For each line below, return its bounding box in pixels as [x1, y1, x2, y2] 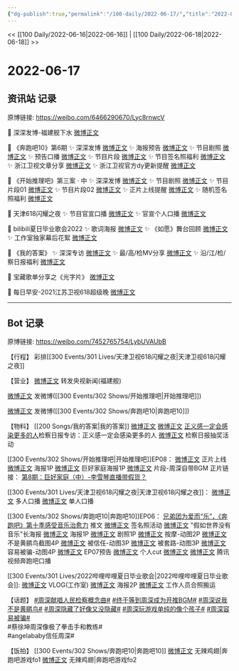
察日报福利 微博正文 [7, 257, 65, 266]
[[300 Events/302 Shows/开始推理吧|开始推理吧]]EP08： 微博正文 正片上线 [7, 455, 227, 463]
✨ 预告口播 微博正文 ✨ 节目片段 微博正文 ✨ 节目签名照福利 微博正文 [27, 152, 226, 160]
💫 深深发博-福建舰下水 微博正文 [7, 128, 100, 136]
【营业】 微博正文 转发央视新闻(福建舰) [7, 377, 122, 385]
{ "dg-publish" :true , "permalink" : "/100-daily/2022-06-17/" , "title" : [7, 10, 212, 18]
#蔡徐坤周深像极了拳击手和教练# [7, 623, 103, 631]
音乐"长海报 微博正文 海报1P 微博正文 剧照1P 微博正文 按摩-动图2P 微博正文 [7, 530, 228, 538]
